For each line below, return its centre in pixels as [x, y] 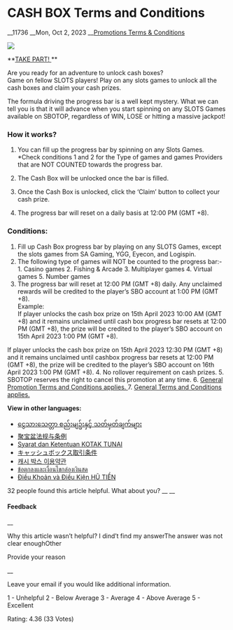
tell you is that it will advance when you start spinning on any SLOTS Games [116, 109]
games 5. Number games [54, 276]
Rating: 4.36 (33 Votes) [41, 619]
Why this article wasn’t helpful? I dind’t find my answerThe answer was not [115, 536]
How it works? [32, 134]
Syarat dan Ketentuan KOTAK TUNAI [70, 444]
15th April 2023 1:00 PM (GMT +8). [68, 336]
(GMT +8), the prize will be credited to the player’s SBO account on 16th [111, 365]
